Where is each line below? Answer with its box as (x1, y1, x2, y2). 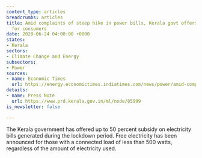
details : (6, 87, 28, 93)
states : (6, 37, 26, 43)
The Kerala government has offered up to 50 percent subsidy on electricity (6, 126, 191, 133)
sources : (6, 70, 28, 76)
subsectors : (6, 59, 36, 65)
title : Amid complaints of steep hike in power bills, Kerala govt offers (6, 20, 198, 26)
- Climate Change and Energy (6, 53, 79, 59)
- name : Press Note (6, 93, 55, 99)
